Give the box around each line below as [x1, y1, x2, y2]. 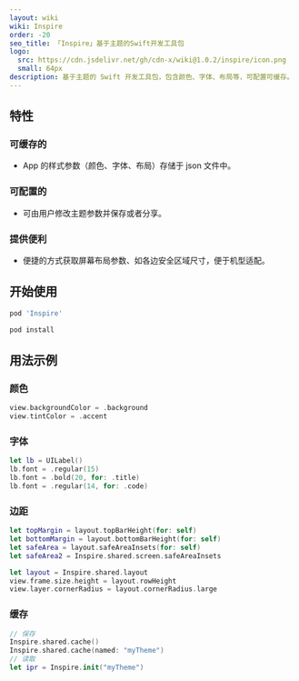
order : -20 [9, 30, 51, 39]
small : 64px [17, 65, 64, 74]
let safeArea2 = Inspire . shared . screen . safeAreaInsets [9, 551, 222, 560]
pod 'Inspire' [9, 308, 64, 318]
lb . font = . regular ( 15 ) [9, 465, 100, 474]
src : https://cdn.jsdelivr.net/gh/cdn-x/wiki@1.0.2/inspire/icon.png [17, 55, 286, 65]
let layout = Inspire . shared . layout [9, 567, 148, 577]
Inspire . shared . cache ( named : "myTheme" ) [9, 646, 165, 656]
